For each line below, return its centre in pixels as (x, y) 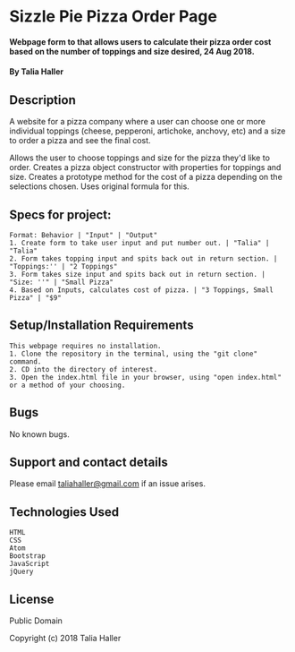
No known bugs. (39, 434)
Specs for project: (60, 214)
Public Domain (36, 621)
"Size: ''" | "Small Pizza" (62, 282)
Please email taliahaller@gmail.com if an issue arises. (107, 484)
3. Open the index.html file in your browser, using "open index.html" (145, 377)
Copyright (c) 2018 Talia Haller (65, 639)
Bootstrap (28, 556)
